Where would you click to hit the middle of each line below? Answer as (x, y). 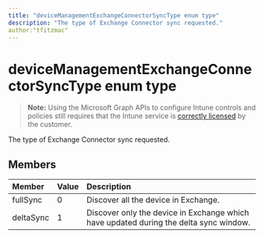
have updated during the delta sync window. (168, 223)
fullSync (27, 200)
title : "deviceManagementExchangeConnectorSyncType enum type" (114, 15)
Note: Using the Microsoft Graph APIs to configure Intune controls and (141, 108)
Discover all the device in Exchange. (153, 200)
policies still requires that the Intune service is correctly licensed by (136, 116)
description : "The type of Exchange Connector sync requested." (115, 23)
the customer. (50, 125)
